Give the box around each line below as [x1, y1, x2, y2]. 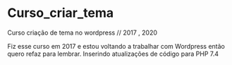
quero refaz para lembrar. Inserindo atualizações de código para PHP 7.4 [7, 49, 219, 58]
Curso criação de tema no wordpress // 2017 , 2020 [7, 28, 157, 37]
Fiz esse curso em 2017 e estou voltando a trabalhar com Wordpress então [7, 42, 226, 50]
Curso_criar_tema [7, 5, 114, 21]
